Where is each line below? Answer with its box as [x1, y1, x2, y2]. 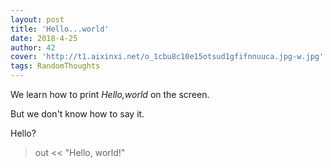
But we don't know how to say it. [10, 108, 145, 120]
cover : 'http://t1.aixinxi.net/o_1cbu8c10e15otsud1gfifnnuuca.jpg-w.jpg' [10, 52, 325, 62]
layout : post [10, 14, 65, 25]
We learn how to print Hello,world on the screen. [10, 89, 210, 100]
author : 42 [10, 42, 56, 53]
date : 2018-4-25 [10, 33, 78, 43]
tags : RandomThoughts [10, 61, 101, 71]
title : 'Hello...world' [10, 24, 110, 34]
